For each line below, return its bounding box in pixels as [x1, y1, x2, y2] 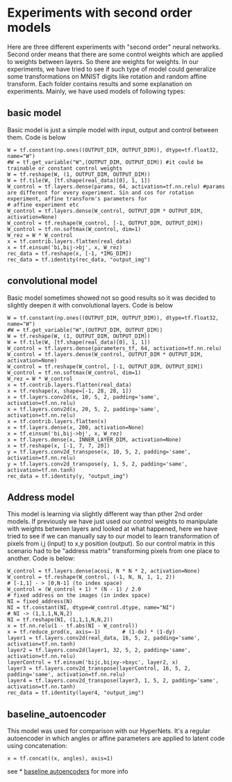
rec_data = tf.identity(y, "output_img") [7, 472, 129, 479]
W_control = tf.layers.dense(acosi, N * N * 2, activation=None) [7, 568, 200, 575]
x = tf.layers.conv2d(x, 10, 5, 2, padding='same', [7, 393, 160, 401]
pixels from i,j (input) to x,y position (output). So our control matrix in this [7, 539, 215, 548]
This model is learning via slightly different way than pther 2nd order [7, 510, 203, 518]
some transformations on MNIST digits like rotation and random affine [7, 72, 207, 81]
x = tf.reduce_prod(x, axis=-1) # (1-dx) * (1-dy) [7, 628, 176, 636]
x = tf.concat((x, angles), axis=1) [7, 755, 113, 763]
